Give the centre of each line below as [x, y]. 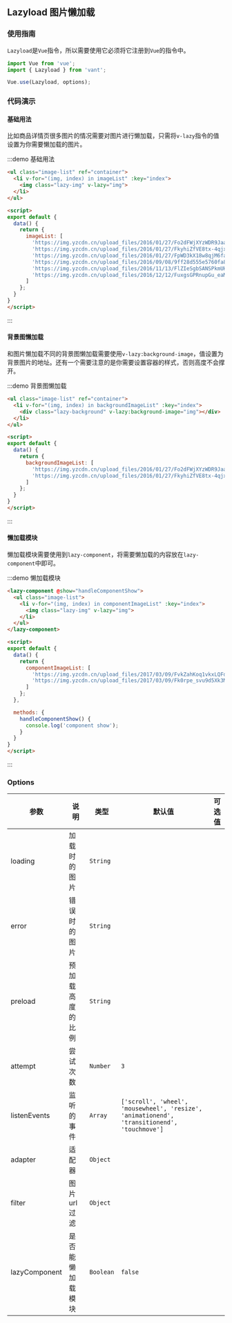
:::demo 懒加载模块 [34, 578]
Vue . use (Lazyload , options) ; [49, 82]
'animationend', [147, 1116]
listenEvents [30, 1115]
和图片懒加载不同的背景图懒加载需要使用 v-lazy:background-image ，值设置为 [115, 354]
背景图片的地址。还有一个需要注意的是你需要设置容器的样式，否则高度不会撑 [116, 363]
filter [18, 1203]
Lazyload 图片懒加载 [51, 12]
